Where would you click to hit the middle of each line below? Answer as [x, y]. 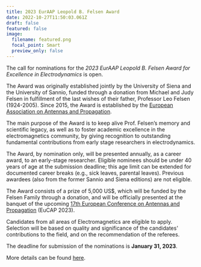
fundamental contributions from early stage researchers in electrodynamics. [101, 142]
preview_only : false [37, 51]
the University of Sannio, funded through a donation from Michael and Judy [100, 92]
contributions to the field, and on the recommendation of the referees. [93, 234]
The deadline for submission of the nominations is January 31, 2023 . [92, 246]
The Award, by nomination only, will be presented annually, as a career [94, 154]
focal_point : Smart [36, 46]
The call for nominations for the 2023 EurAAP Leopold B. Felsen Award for [98, 68]
